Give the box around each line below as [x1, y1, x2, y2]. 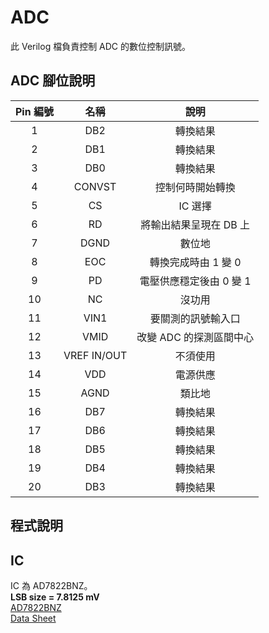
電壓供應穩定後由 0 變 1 [139, 274, 252, 288]
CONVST [73, 179, 117, 193]
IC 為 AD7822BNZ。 [10, 579, 93, 591]
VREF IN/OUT [63, 348, 128, 362]
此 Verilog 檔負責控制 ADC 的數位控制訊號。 [10, 40, 192, 52]
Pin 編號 [15, 104, 54, 118]
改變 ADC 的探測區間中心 [136, 330, 255, 344]
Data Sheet [10, 612, 57, 624]
